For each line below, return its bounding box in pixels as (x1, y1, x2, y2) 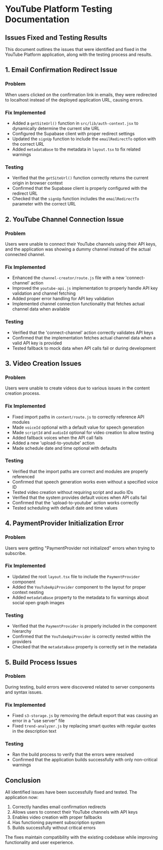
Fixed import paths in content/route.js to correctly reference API (12, 413, 144, 420)
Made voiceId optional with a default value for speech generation (12, 424, 144, 430)
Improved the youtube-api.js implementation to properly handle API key (12, 285, 158, 291)
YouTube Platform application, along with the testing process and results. (5, 52, 153, 57)
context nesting (12, 589, 44, 595)
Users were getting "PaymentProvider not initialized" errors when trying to (5, 545, 155, 551)
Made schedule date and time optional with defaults (12, 445, 117, 451)
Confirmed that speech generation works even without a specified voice (12, 479, 158, 485)
